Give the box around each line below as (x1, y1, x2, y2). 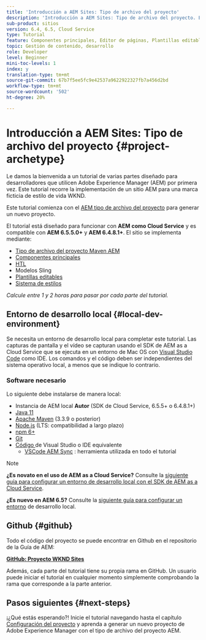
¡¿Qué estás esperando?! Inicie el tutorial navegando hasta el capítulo (6, 614, 182, 622)
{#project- (115, 139, 170, 153)
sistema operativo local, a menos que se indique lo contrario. (6, 361, 161, 368)
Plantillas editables (15, 273, 63, 280)
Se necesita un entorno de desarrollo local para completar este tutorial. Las (6, 335, 197, 342)
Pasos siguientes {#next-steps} (6, 598, 131, 608)
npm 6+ (15, 428, 36, 435)
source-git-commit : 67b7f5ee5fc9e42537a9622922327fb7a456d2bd (6, 77, 169, 83)
